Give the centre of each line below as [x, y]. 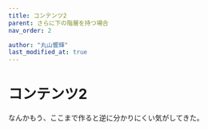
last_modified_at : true [48, 53]
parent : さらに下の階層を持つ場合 [58, 23]
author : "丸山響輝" [38, 45]
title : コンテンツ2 [38, 16]
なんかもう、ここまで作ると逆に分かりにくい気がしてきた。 [106, 118]
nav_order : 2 [30, 30]
